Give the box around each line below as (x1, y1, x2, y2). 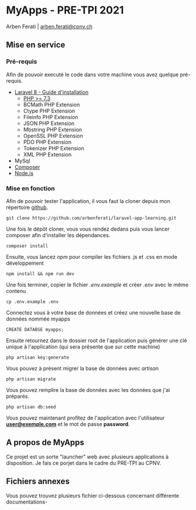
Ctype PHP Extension (23, 107, 75, 114)
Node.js (14, 170, 34, 177)
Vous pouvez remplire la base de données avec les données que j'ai (6, 386, 170, 393)
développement (6, 259, 44, 266)
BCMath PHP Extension (23, 101, 80, 108)
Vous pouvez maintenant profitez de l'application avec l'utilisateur (6, 414, 165, 421)
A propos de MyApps (6, 438, 85, 448)
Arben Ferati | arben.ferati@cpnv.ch (6, 23, 92, 30)
